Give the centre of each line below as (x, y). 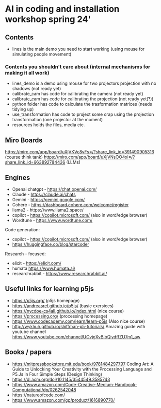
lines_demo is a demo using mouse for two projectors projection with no (84, 83)
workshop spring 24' (48, 19)
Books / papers (28, 352)
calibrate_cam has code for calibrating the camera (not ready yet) (78, 94)
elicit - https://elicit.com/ (37, 263)
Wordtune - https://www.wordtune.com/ (52, 220)
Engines (18, 177)
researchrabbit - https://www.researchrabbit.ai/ (59, 273)
